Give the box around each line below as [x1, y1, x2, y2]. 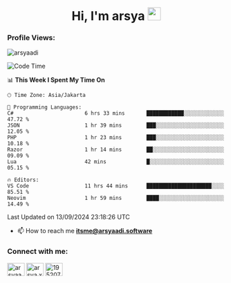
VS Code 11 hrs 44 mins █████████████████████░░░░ [7, 183, 225, 190]
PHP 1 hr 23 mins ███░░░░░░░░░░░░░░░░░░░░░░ [7, 134, 225, 141]
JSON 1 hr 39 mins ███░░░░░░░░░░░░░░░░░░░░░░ [7, 122, 225, 129]
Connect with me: [7, 246, 68, 256]
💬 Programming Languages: [7, 104, 82, 111]
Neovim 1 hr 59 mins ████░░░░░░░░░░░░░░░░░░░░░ [7, 194, 225, 202]
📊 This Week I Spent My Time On [7, 76, 105, 84]
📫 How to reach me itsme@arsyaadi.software [17, 227, 153, 235]
